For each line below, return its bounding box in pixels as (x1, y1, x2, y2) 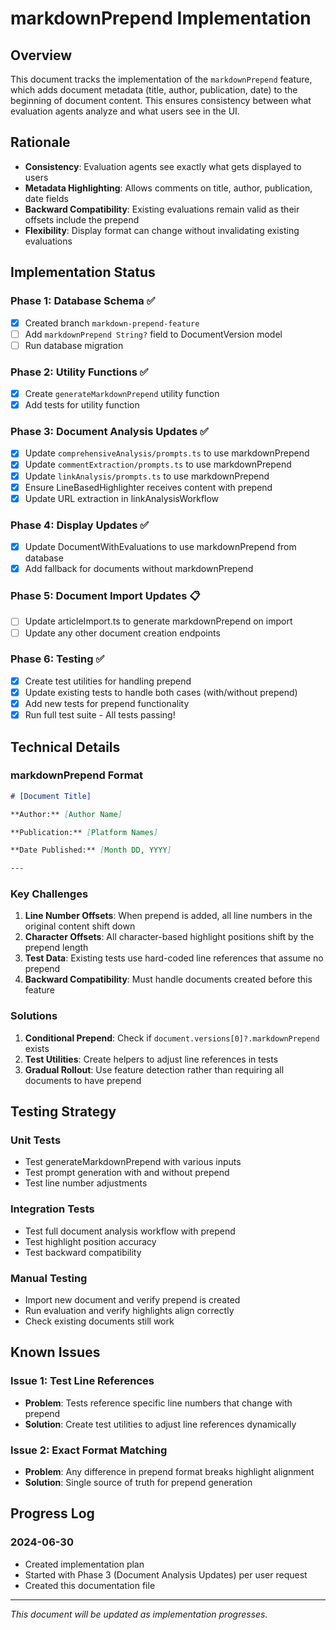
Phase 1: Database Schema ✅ (10, 294, 156, 308)
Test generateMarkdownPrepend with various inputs (24, 1156, 242, 1168)
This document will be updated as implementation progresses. (10, 1608, 268, 1620)
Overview (10, 47, 73, 64)
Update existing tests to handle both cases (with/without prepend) (24, 686, 298, 698)
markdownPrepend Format (10, 768, 144, 782)
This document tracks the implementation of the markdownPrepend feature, (10, 73, 313, 85)
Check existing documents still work (24, 1315, 175, 1327)
